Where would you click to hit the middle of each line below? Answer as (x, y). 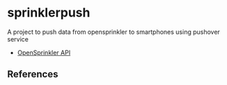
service (18, 39)
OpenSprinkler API (44, 53)
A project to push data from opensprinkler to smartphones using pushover (114, 32)
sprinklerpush (49, 13)
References (33, 74)
